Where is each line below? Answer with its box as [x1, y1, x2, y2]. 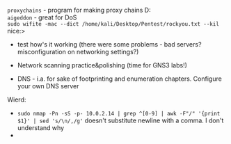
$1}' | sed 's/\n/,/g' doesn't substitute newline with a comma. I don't [17, 116, 224, 125]
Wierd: [7, 95, 26, 104]
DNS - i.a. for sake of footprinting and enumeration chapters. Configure [17, 74, 223, 83]
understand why [17, 124, 65, 131]
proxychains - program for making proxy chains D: [7, 6, 151, 14]
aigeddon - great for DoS [7, 13, 77, 22]
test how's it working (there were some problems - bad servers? [17, 40, 202, 48]
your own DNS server [17, 82, 79, 90]
